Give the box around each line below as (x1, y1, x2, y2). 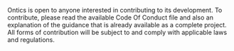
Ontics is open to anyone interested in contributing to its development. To (7, 6, 223, 14)
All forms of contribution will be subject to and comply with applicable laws (7, 28, 228, 36)
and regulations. (7, 36, 55, 44)
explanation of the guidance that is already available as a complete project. (7, 21, 227, 29)
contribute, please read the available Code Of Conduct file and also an (7, 13, 213, 22)
